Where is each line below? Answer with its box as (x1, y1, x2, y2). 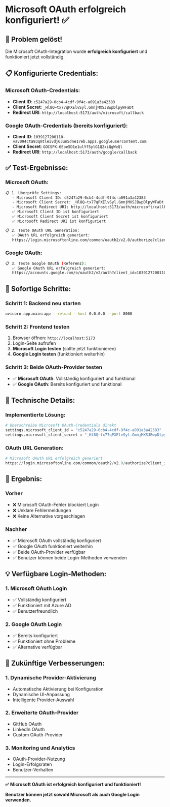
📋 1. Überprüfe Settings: (5, 190, 62, 195)
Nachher (5, 526, 27, 533)
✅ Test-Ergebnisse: (5, 164, 68, 172)
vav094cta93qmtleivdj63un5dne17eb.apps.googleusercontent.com (12, 139, 147, 144)
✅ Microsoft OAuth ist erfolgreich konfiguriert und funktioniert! (5, 782, 141, 788)
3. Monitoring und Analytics (5, 744, 75, 751)
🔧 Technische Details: (5, 396, 75, 405)
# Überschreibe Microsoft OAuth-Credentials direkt (5, 423, 116, 428)
